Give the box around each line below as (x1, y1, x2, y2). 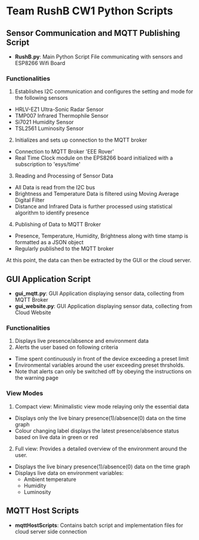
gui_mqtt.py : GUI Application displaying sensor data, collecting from (14, 290, 185, 297)
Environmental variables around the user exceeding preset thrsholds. (14, 361, 185, 369)
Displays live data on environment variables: (14, 469, 124, 476)
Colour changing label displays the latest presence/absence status (14, 427, 179, 434)
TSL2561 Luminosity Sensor (14, 125, 84, 132)
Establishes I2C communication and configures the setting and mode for (14, 88, 194, 95)
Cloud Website (14, 309, 51, 316)
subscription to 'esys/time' (14, 161, 81, 168)
